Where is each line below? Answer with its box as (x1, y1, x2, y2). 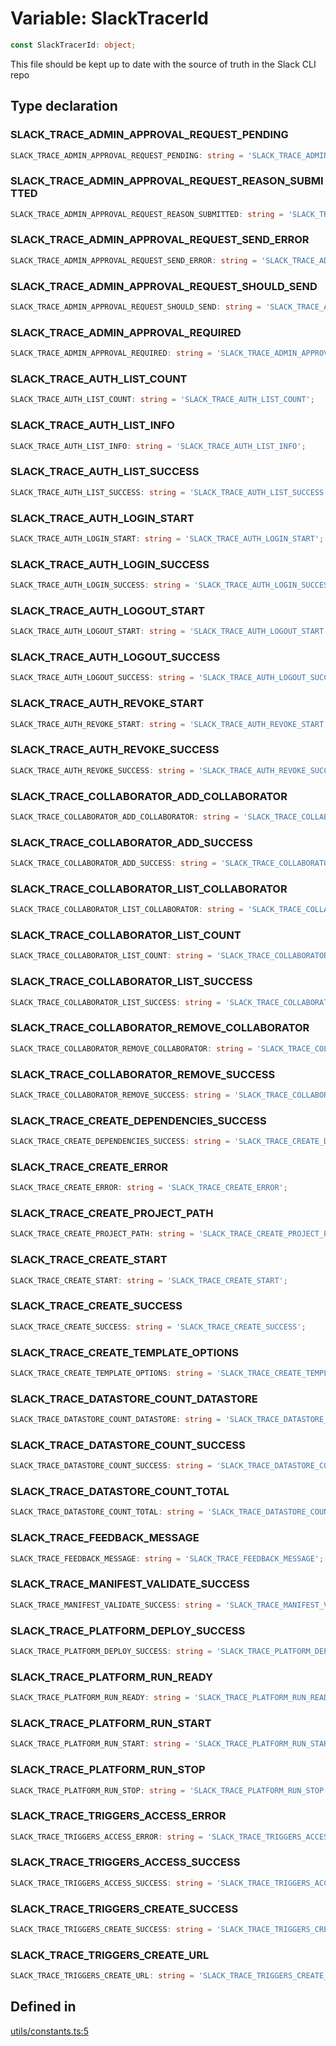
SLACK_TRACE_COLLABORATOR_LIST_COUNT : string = (10, 951, 213, 961)
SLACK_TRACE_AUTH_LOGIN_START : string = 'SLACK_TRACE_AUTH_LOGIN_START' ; (10, 533, 325, 544)
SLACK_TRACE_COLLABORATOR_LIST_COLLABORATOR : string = (10, 905, 244, 915)
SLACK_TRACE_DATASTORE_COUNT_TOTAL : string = (10, 1507, 203, 1517)
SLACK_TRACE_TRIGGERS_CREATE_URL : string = (10, 1971, 195, 1981)
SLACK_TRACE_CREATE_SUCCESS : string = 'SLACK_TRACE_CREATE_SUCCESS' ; (10, 1322, 307, 1332)
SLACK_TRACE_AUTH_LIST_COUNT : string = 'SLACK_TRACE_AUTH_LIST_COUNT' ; (10, 395, 315, 405)
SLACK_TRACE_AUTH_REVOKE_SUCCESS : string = (10, 765, 195, 776)
